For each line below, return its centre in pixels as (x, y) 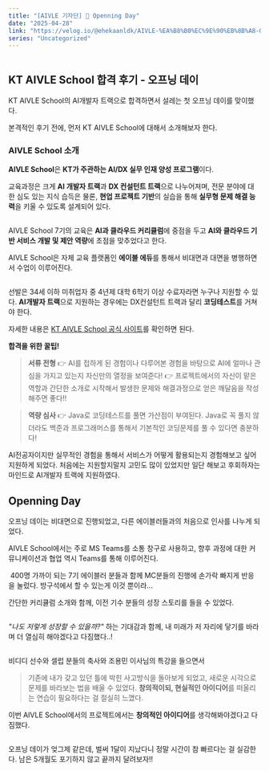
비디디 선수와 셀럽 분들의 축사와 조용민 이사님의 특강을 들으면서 (107, 661)
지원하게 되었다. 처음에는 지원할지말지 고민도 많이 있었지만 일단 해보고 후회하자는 (134, 465)
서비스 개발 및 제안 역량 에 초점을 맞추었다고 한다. (91, 241)
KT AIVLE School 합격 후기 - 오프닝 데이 (104, 80)
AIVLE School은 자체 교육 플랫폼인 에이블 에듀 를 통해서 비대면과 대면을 (119, 258)
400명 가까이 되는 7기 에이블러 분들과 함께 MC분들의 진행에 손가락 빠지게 (125, 576)
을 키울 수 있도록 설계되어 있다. (63, 206)
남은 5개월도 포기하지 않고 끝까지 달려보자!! (86, 759)
